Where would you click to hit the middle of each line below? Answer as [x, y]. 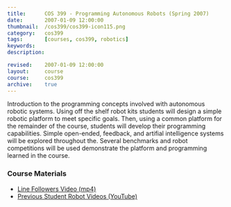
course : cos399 [35, 78]
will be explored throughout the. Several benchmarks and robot [98, 141]
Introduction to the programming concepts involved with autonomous [106, 104]
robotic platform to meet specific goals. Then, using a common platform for [115, 119]
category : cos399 [35, 33]
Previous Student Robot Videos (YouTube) [77, 196]
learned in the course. [39, 156]
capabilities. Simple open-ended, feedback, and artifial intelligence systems [115, 133]
